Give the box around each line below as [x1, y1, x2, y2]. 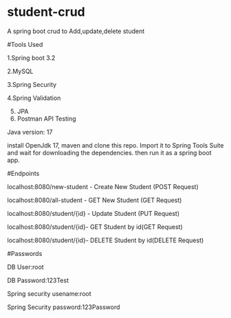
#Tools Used [7, 40, 43, 48]
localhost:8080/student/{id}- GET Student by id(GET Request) [7, 222, 184, 231]
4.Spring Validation [7, 94, 61, 102]
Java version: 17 [7, 128, 53, 136]
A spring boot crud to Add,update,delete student [7, 27, 145, 35]
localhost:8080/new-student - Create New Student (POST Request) [7, 182, 199, 190]
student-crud [7, 4, 85, 20]
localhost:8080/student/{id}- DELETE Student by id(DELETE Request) [7, 236, 204, 244]
